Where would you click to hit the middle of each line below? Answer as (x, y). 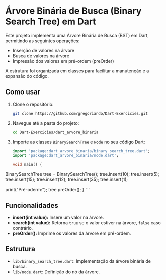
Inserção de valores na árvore (44, 50)
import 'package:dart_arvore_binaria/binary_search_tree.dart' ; (81, 151)
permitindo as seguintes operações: (43, 41)
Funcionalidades (32, 205)
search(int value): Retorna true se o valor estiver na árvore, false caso (87, 222)
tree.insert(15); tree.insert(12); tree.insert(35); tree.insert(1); (67, 180)
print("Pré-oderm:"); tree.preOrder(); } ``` (48, 190)
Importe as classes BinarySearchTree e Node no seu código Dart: (79, 142)
